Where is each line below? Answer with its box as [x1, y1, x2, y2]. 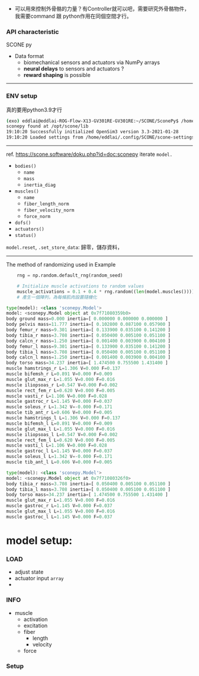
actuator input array [14, 575, 64, 582]
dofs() [14, 220, 31, 226]
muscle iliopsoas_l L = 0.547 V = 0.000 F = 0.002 [6, 431, 118, 437]
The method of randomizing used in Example [6, 261, 116, 268]
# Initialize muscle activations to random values [17, 283, 145, 289]
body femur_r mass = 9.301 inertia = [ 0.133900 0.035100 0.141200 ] [6, 327, 171, 333]
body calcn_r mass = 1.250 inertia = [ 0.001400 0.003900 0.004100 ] [6, 338, 171, 344]
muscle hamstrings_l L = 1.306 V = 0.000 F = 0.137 [6, 415, 120, 421]
